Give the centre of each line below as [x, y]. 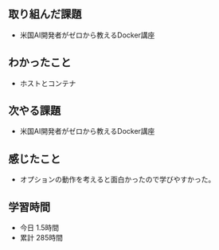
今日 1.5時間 [39, 228]
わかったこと [40, 62]
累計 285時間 [41, 238]
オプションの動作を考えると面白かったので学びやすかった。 [117, 180]
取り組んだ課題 [45, 14]
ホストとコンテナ [48, 83]
